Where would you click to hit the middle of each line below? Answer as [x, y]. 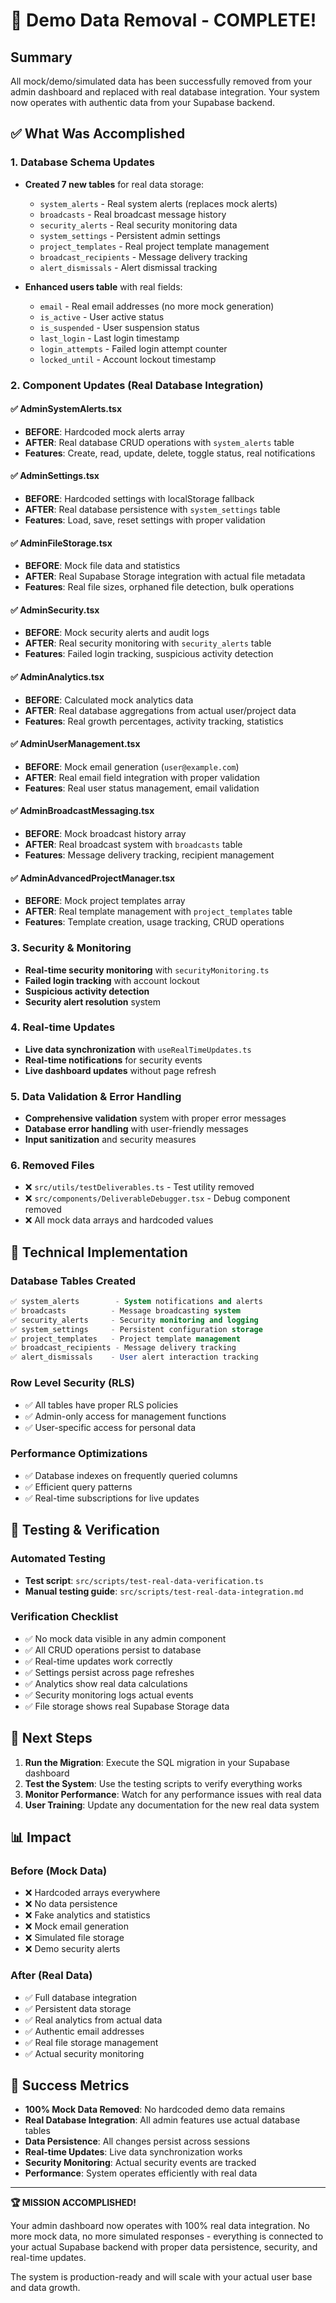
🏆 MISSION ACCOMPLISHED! [73, 2203]
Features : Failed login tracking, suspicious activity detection [149, 654]
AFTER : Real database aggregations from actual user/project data [160, 710]
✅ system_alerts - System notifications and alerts [136, 1302]
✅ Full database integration [80, 1997]
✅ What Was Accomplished [98, 134]
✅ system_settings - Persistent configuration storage [136, 1329]
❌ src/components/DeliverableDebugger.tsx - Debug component [157, 1198]
